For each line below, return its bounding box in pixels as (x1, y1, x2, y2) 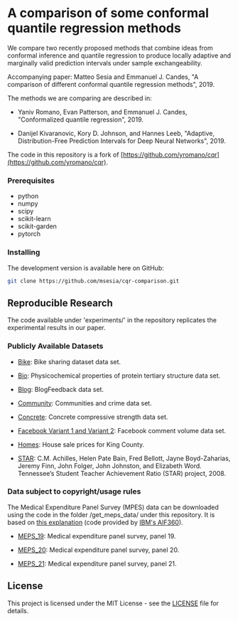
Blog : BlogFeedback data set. (17, 385, 104, 393)
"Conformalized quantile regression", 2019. (17, 115, 144, 124)
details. (7, 606, 29, 615)
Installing (7, 248, 40, 258)
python (17, 192, 39, 201)
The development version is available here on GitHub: (7, 263, 165, 272)
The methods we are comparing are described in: (7, 94, 152, 102)
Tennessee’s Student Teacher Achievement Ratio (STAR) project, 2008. (17, 469, 226, 477)
